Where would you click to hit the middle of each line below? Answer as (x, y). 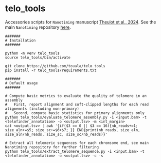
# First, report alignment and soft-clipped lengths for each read (77, 104)
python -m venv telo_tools (32, 53)
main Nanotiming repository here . (38, 27)
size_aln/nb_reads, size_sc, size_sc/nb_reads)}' (56, 134)
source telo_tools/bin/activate (38, 57)
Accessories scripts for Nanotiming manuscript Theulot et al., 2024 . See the (81, 22)
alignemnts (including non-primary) (42, 109)
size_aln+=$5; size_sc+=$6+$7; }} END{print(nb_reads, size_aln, (72, 130)
